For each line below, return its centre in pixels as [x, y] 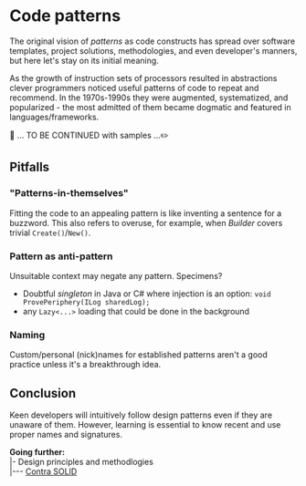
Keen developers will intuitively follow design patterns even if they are [141, 415]
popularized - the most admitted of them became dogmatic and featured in [150, 107]
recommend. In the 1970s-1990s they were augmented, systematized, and [149, 98]
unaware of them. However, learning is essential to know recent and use [145, 425]
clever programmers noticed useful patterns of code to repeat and [134, 88]
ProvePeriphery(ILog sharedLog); [86, 302]
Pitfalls [30, 167]
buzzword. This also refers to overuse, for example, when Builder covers [146, 222]
